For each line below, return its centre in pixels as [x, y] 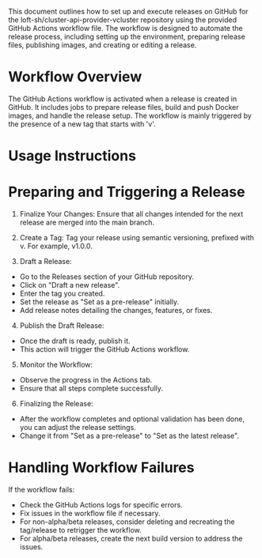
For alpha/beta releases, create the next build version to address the [131, 538]
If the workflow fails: [42, 490]
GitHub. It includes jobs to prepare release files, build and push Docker [123, 107]
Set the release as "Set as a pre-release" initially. [99, 302]
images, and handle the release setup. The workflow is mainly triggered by [130, 115]
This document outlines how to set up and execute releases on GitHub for [128, 11]
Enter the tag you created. [62, 294]
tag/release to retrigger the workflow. [80, 530]
